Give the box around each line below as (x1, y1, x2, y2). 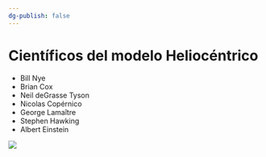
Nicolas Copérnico (19, 98, 82, 109)
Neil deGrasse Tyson (19, 90, 90, 100)
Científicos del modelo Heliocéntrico (8, 46, 259, 64)
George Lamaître (19, 107, 77, 117)
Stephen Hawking (19, 116, 80, 126)
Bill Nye (19, 73, 46, 83)
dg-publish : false (8, 11, 70, 20)
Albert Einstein (19, 124, 69, 134)
